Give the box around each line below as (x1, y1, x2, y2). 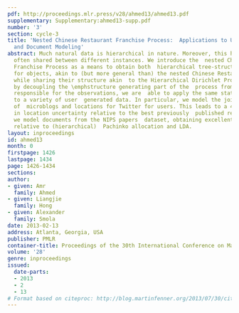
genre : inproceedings (7, 255, 72, 262)
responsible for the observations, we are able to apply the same (14, 90, 218, 97)
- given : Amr (7, 182, 46, 189)
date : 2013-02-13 (7, 222, 59, 229)
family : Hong (14, 202, 53, 210)
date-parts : (14, 268, 50, 275)
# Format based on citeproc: (7, 295, 94, 302)
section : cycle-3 (7, 30, 59, 38)
